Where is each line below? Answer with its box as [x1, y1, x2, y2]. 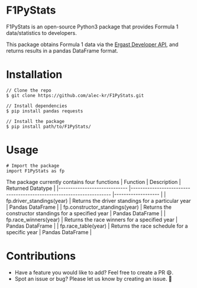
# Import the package [6, 163, 60, 169]
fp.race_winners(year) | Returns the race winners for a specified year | [6, 216, 178, 223]
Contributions [6, 250, 76, 263]
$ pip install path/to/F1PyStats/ [6, 124, 92, 130]
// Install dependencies [6, 103, 67, 109]
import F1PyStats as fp [6, 168, 65, 174]
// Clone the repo [6, 87, 51, 93]
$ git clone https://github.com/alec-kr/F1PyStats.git [6, 92, 144, 98]
